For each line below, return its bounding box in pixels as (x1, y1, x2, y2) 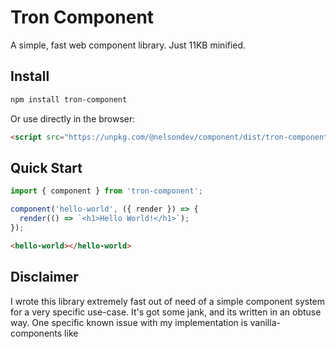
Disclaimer (10, 269, 79, 286)
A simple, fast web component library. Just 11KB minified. (10, 39, 247, 51)
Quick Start (10, 159, 83, 176)
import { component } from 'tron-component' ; (10, 186, 203, 196)
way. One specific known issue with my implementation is (10, 316, 248, 328)
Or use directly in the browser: (10, 112, 136, 125)
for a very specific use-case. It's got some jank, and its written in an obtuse (10, 306, 322, 318)
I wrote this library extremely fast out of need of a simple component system (10, 295, 326, 307)
